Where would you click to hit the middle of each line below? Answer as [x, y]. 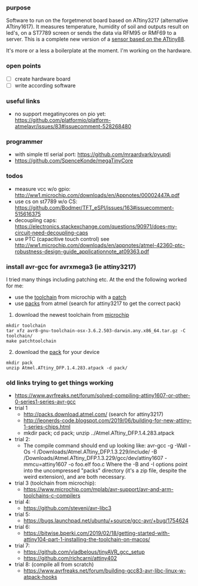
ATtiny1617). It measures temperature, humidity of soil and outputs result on [98, 27]
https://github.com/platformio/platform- [62, 120]
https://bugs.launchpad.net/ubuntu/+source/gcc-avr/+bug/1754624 [106, 521]
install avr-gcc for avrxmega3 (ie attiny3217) [71, 267]
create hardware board [42, 79]
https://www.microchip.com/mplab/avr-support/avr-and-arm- [98, 489]
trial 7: [22, 546]
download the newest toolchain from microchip [72, 314]
